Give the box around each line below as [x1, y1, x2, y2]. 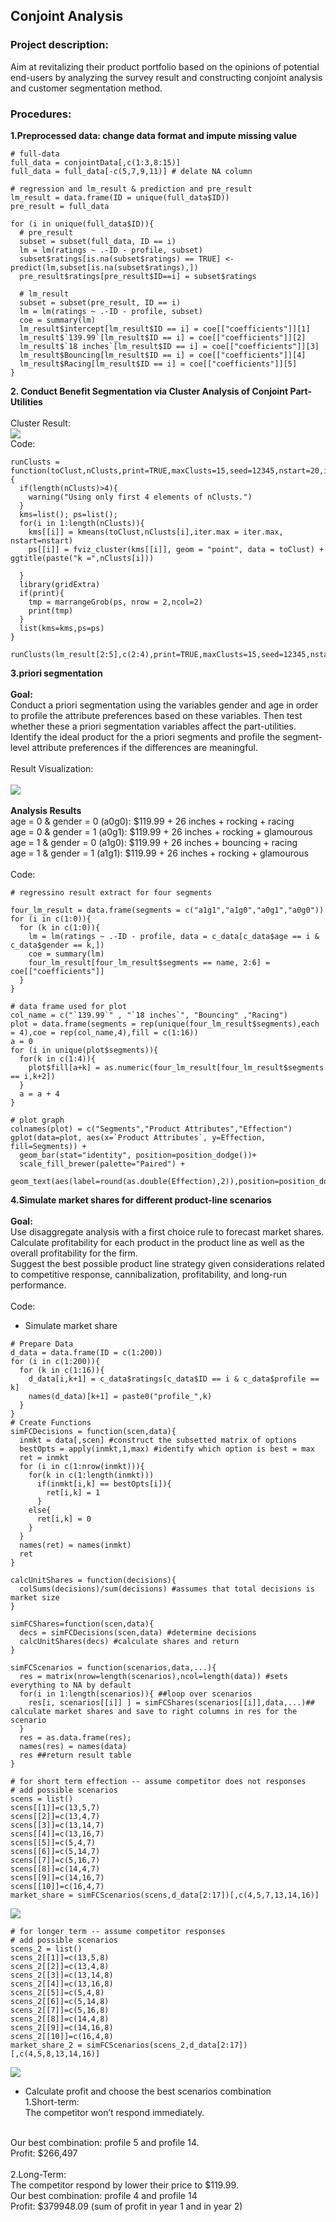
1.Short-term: [24, 2095, 80, 2108]
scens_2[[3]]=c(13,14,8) [10, 1970, 114, 1980]
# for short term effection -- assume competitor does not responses [10, 1776, 307, 1786]
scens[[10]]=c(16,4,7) [10, 1881, 105, 1891]
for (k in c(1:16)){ [19, 1365, 105, 1375]
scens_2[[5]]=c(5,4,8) [10, 1987, 105, 1998]
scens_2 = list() [10, 1944, 83, 1954]
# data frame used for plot [10, 1001, 128, 1011]
